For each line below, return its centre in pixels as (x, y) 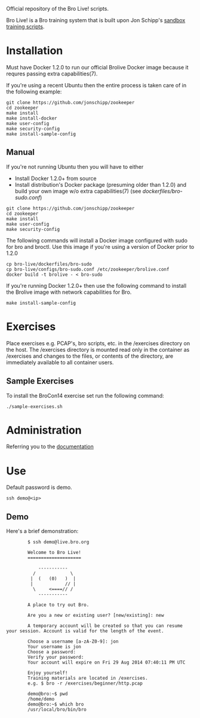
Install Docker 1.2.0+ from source (56, 178)
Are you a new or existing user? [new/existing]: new (96, 616)
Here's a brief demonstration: (42, 531)
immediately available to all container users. (60, 362)
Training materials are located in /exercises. (88, 679)
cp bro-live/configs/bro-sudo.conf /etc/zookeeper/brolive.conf (88, 269)
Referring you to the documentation (50, 447)
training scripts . (25, 27)
